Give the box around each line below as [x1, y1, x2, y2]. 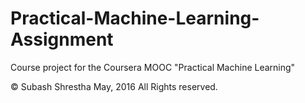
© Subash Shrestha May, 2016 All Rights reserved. [10, 80, 218, 92]
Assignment [10, 28, 114, 51]
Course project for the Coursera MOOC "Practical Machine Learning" [10, 61, 296, 73]
